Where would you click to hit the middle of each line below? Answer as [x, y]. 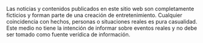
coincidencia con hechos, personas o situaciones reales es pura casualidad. [102, 21]
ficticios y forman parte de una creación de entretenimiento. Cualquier [94, 15]
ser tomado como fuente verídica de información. [68, 35]
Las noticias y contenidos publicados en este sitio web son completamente [100, 9]
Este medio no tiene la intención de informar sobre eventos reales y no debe [102, 28]
